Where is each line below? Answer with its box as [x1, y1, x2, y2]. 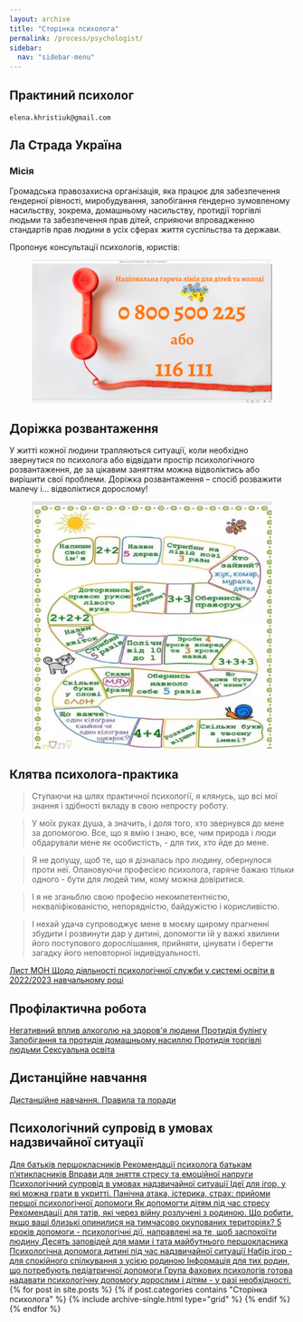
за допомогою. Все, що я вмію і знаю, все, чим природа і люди [31, 828, 277, 838]
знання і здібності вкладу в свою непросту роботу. [31, 800, 229, 811]
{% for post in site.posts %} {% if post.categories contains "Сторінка [9, 1284, 268, 1295]
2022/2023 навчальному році [9, 974, 124, 986]
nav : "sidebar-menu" [17, 53, 95, 62]
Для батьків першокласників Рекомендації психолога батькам [9, 1159, 252, 1170]
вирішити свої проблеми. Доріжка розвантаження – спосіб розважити [9, 474, 282, 484]
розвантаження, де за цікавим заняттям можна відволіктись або [9, 465, 260, 475]
